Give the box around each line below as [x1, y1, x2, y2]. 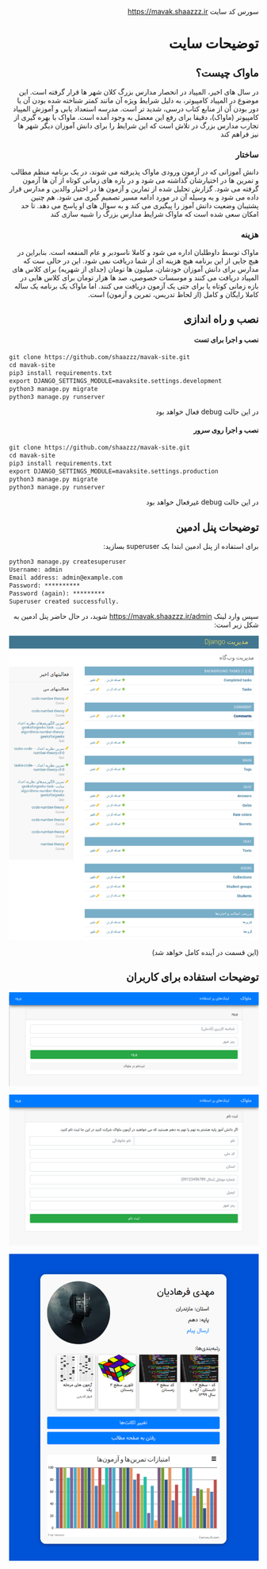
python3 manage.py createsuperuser [9, 558, 127, 566]
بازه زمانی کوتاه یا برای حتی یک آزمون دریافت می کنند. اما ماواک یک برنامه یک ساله [13, 281, 259, 291]
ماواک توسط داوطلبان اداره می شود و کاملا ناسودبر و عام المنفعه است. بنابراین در [17, 247, 259, 257]
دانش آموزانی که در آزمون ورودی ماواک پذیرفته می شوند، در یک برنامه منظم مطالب [10, 167, 259, 177]
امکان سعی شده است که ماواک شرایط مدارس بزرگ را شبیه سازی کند [50, 210, 259, 219]
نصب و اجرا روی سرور [193, 425, 259, 435]
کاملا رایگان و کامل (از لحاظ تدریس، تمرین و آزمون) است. [87, 289, 259, 299]
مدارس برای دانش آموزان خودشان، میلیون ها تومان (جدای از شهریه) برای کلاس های [12, 264, 259, 273]
